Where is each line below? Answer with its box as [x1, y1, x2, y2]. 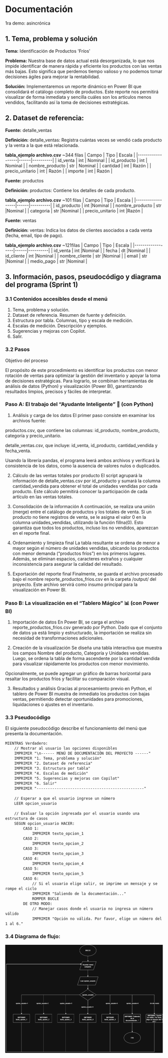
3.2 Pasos [5, 346, 30, 353]
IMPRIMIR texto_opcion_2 [31, 841, 84, 847]
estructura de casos [5, 816, 48, 821]
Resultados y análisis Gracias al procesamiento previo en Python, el [12, 686, 152, 692]
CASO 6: [23, 876, 39, 882]
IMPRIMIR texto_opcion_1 [31, 831, 84, 836]
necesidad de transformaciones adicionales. [12, 635, 104, 641]
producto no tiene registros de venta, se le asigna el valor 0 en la [12, 514, 146, 520]
